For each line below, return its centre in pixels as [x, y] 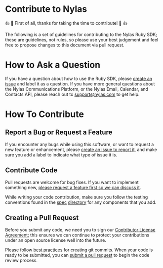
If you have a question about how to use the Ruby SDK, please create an [79, 78]
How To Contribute [44, 114]
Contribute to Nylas [46, 9]
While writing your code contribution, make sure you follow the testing [77, 197]
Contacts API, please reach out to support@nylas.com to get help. [72, 94]
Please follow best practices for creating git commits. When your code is [79, 250]
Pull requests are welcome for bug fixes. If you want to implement [72, 182]
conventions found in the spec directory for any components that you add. [81, 202]
